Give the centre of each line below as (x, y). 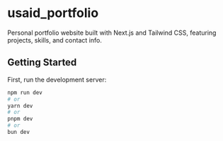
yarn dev (20, 106)
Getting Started (42, 63)
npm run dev (25, 92)
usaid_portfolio (53, 13)
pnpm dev (20, 119)
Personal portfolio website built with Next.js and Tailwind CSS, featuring (112, 33)
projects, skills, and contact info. (55, 40)
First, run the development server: (57, 79)
